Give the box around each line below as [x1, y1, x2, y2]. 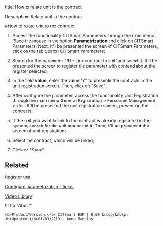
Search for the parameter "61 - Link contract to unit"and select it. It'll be [12, 58, 157, 63]
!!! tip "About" [5, 202, 32, 208]
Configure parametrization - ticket [5, 183, 74, 189]
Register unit [5, 174, 31, 180]
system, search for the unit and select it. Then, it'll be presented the [12, 123, 150, 128]
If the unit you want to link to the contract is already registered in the [12, 118, 151, 123]
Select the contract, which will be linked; [12, 137, 94, 143]
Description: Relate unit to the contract [5, 14, 83, 19]
